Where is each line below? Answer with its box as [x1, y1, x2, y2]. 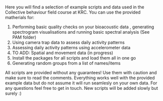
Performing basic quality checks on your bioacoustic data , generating [12, 24, 154, 30]
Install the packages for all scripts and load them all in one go [12, 55, 136, 61]
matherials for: [5, 15, 34, 20]
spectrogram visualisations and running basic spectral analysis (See [12, 29, 150, 35]
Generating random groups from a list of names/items [12, 61, 121, 66]
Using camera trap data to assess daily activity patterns [12, 40, 125, 45]
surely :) [5, 90, 22, 96]
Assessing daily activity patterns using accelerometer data [12, 45, 131, 50]
